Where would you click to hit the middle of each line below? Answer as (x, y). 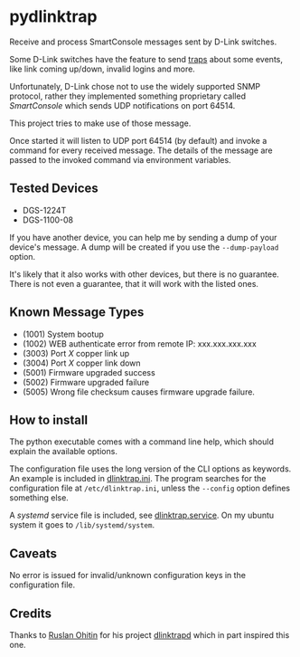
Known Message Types (77, 313)
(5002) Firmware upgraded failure (86, 382)
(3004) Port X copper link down (82, 363)
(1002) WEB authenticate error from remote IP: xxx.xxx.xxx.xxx (140, 343)
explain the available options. (63, 452)
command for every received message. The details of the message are (141, 150)
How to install (49, 419)
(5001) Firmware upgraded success (89, 372)
